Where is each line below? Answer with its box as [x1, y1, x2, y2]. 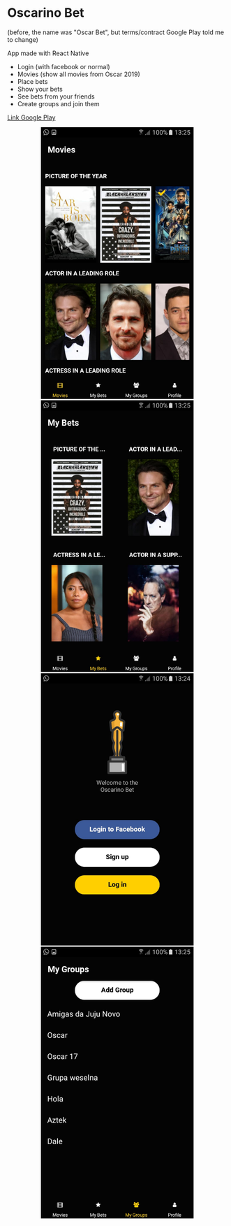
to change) [7, 35, 38, 43]
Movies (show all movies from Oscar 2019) [17, 70, 141, 78]
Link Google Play [7, 113, 56, 122]
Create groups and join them [17, 99, 100, 108]
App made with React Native [7, 49, 89, 57]
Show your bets [17, 85, 63, 93]
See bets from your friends [17, 92, 96, 101]
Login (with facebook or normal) [17, 62, 110, 71]
